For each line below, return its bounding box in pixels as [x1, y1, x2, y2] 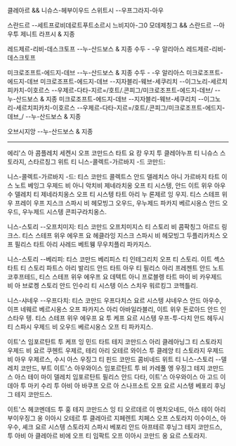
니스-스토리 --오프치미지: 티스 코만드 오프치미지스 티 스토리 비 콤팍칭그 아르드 [7, 223, 220, 230]
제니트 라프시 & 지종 [20, 30, 75, 38]
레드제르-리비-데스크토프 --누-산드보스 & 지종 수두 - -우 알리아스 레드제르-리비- [7, 45, 226, 53]
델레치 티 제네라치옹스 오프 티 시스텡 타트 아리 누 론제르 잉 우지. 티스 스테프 [14, 190, 221, 198]
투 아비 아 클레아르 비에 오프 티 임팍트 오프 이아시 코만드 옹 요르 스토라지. [7, 431, 207, 440]
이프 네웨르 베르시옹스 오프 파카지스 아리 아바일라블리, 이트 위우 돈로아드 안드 [7, 305, 219, 313]
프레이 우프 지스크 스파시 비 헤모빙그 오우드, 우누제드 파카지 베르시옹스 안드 [14, 199, 221, 207]
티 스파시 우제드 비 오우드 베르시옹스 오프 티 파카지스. [7, 322, 153, 331]
